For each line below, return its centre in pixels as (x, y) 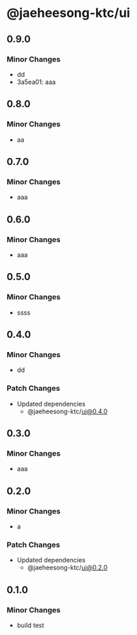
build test (30, 625)
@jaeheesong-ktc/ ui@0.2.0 (67, 568)
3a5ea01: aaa (36, 82)
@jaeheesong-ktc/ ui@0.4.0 (67, 411)
